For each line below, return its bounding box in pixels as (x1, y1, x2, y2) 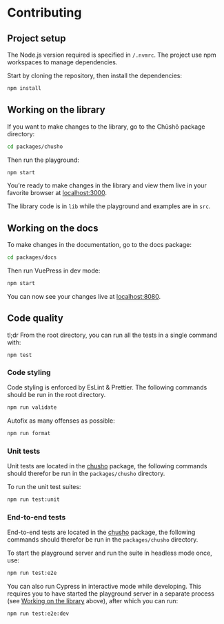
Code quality (7, 313, 63, 324)
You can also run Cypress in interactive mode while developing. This (7, 582, 202, 591)
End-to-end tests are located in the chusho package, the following (7, 528, 196, 537)
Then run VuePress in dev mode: (7, 266, 101, 275)
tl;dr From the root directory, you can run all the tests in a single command (7, 331, 218, 339)
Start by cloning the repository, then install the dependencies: (7, 71, 183, 80)
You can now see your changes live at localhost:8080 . (7, 293, 161, 300)
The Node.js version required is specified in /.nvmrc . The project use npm (7, 51, 216, 59)
